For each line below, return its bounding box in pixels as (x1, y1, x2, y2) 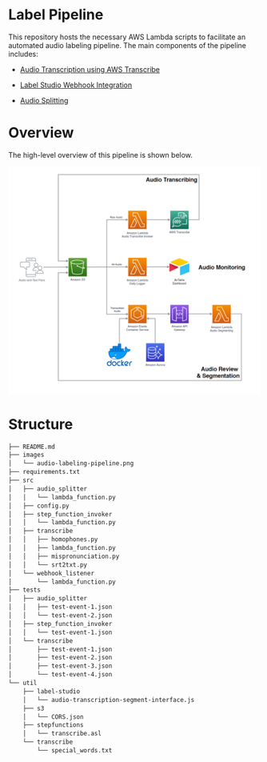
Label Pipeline (8, 6, 104, 24)
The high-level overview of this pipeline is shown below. (8, 150, 193, 159)
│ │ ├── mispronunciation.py (8, 552, 120, 560)
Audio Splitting (19, 95, 69, 105)
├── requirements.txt (8, 468, 81, 476)
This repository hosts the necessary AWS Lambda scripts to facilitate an (8, 32, 246, 42)
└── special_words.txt (37, 747, 113, 755)
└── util (8, 679, 38, 688)
